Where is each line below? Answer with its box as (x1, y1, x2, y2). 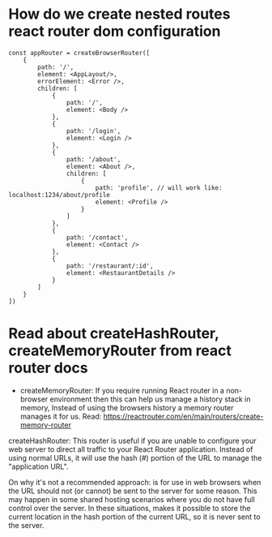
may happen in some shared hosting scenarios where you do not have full (8, 494, 255, 504)
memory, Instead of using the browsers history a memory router (19, 402, 234, 412)
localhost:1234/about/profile (8, 191, 111, 199)
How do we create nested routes (8, 5, 231, 24)
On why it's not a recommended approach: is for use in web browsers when (8, 477, 261, 487)
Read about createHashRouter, (8, 324, 219, 343)
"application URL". (8, 462, 69, 471)
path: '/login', (66, 127, 121, 135)
